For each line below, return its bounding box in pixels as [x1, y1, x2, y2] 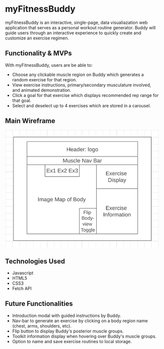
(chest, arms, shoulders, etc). [12, 323, 72, 329]
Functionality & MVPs [5, 49, 72, 58]
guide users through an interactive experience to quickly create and [5, 30, 142, 36]
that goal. [12, 97, 32, 103]
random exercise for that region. [12, 77, 77, 82]
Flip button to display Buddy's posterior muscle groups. [12, 328, 124, 334]
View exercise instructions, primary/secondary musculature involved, [12, 82, 151, 88]
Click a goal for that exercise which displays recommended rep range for [12, 92, 159, 98]
